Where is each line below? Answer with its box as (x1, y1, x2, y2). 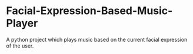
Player (6, 16, 38, 30)
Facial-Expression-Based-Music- (6, 4, 173, 18)
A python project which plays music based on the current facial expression (6, 36, 188, 43)
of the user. (6, 42, 34, 49)
